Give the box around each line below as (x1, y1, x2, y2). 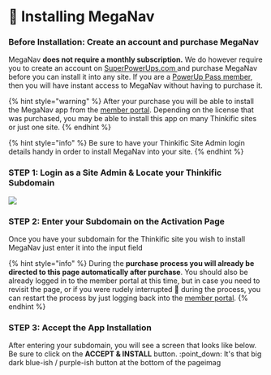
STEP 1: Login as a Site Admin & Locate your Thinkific (8, 167, 222, 178)
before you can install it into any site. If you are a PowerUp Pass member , (8, 72, 253, 82)
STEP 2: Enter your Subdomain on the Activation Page (8, 216, 226, 227)
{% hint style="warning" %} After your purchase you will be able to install (8, 97, 254, 107)
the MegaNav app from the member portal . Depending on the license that (8, 105, 254, 115)
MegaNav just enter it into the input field (8, 243, 144, 253)
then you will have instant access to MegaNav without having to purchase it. (8, 81, 263, 90)
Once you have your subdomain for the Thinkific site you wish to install (8, 234, 246, 244)
